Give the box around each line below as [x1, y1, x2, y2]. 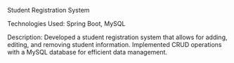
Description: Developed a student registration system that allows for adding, [7, 33, 228, 41]
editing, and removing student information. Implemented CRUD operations [7, 41, 222, 48]
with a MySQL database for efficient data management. [7, 48, 167, 56]
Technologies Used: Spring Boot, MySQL [7, 20, 126, 27]
